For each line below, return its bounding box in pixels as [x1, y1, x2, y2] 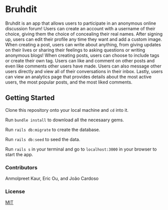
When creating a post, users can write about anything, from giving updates [5, 41, 161, 47]
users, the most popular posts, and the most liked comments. [5, 79, 133, 85]
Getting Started [5, 94, 55, 102]
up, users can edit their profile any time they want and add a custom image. [5, 36, 162, 42]
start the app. [5, 151, 33, 157]
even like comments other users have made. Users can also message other [5, 63, 161, 69]
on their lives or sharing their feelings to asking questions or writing [5, 47, 145, 53]
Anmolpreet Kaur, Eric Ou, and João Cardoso [5, 175, 99, 182]
